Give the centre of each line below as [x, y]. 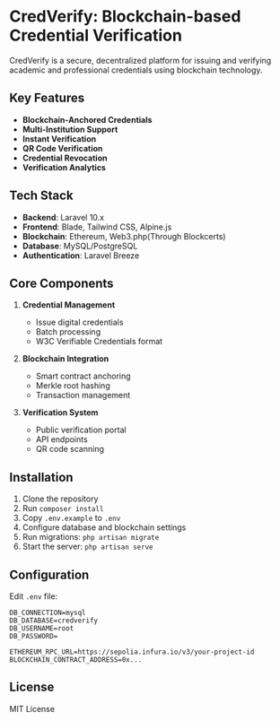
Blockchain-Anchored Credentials [87, 119]
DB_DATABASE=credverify [54, 621]
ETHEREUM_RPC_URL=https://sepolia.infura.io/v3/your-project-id [132, 652]
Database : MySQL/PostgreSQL [80, 246]
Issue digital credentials [79, 322]
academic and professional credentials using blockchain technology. [136, 70]
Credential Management [69, 305]
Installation [41, 477]
